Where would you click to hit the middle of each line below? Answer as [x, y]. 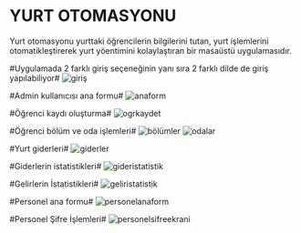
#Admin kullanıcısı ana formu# [67, 96]
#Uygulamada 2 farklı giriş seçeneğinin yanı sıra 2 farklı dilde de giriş [139, 68]
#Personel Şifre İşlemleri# [58, 218]
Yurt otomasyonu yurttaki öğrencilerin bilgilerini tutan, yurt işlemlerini [139, 41]
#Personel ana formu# [52, 201]
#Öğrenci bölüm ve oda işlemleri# [73, 131]
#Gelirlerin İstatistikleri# [54, 184]
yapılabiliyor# [35, 77]
